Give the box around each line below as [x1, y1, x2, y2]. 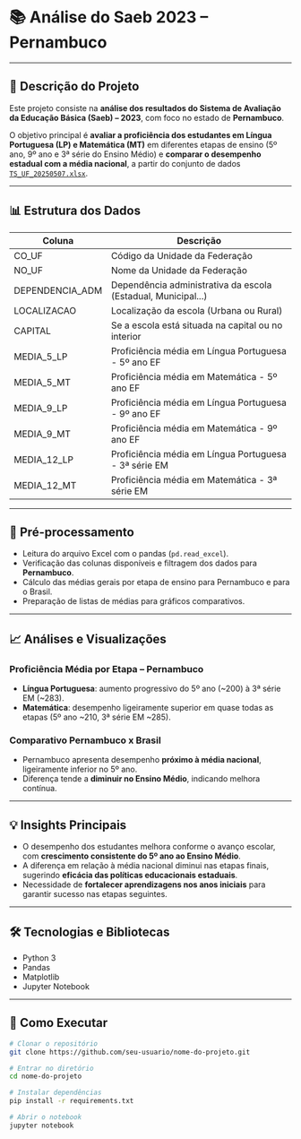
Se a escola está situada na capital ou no [110, 319, 283, 332]
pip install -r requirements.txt [9, 1097, 134, 1106]
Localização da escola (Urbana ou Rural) [110, 304, 283, 316]
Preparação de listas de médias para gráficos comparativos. [21, 596, 245, 607]
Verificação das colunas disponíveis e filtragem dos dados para [21, 557, 257, 569]
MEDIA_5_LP [13, 350, 68, 363]
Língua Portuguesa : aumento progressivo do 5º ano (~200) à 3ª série [21, 683, 281, 695]
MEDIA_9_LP [13, 401, 68, 414]
